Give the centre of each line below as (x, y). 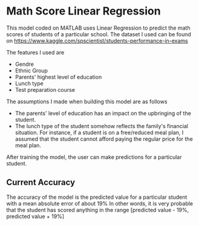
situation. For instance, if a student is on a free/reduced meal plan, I (99, 132)
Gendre (24, 64)
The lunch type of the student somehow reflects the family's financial (102, 126)
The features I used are (35, 52)
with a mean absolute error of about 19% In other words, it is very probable (100, 203)
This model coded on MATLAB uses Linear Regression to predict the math (98, 28)
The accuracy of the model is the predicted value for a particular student (97, 197)
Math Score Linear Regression (84, 11)
